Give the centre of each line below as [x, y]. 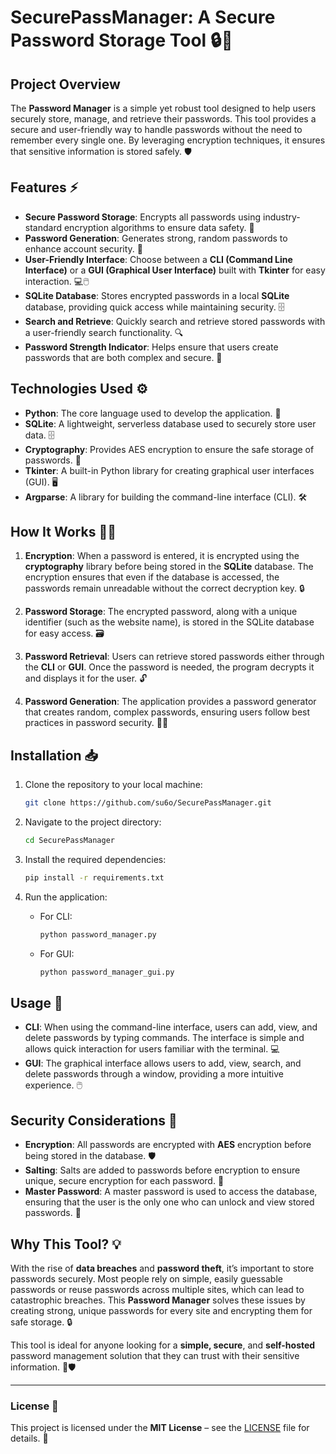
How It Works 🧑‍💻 [63, 532]
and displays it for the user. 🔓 [86, 678]
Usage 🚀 [36, 1003]
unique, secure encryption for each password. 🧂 [124, 1181]
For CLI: [56, 916]
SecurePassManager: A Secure [143, 17]
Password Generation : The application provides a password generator [170, 702]
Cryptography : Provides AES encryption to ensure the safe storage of [169, 449]
